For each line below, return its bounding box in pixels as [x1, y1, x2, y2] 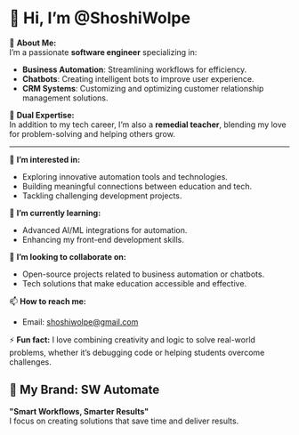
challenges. [9, 356, 52, 367]
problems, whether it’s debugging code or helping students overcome [9, 347, 265, 358]
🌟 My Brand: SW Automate [9, 383, 160, 398]
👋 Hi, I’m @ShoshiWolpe [9, 8, 191, 28]
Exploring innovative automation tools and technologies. [21, 171, 229, 181]
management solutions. [21, 93, 109, 103]
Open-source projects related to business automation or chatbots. [21, 269, 265, 279]
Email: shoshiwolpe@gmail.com [21, 316, 139, 327]
